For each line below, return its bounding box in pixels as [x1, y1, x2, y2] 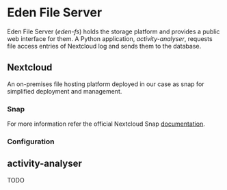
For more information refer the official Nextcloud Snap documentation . [7, 120, 205, 128]
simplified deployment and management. [7, 87, 122, 95]
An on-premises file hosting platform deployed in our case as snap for [7, 80, 204, 88]
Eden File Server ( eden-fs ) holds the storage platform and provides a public [7, 27, 220, 36]
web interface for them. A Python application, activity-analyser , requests [7, 34, 213, 42]
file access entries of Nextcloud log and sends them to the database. [7, 42, 202, 50]
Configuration [7, 137, 55, 146]
